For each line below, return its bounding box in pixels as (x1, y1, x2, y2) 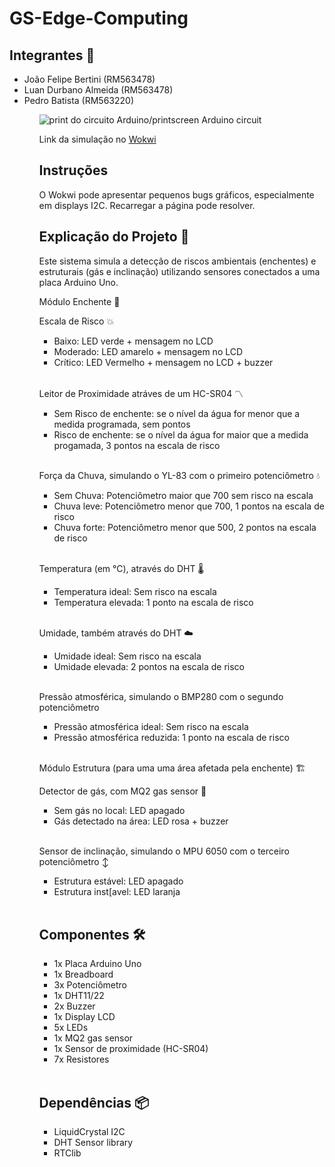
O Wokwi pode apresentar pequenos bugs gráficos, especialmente (38, 188, 315, 201)
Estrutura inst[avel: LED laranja (53, 885, 181, 897)
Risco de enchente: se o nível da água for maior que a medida (53, 428, 309, 441)
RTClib (53, 1147, 82, 1159)
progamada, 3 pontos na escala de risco (53, 439, 221, 451)
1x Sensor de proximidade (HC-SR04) (53, 1043, 209, 1055)
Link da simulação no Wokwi (38, 133, 157, 145)
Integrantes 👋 (9, 47, 96, 64)
